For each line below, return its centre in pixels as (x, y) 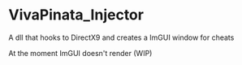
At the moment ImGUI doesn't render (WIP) (80, 53)
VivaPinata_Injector (76, 15)
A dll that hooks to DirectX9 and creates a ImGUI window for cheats (121, 37)
